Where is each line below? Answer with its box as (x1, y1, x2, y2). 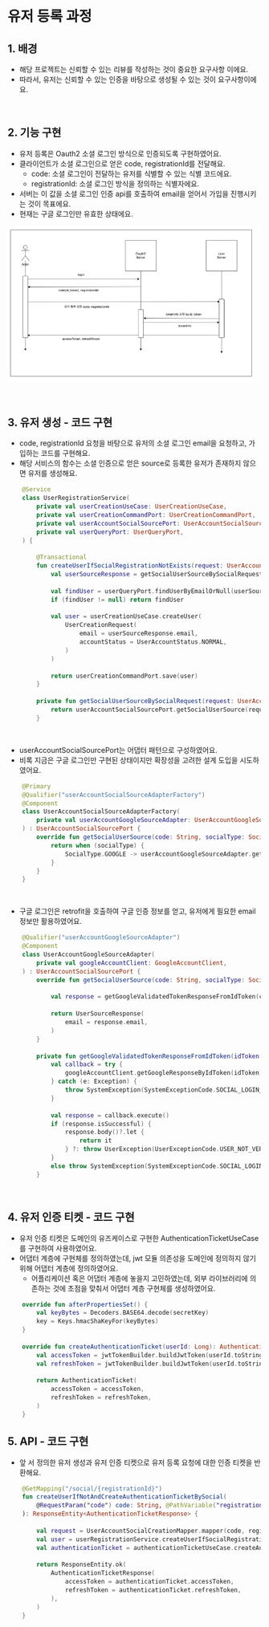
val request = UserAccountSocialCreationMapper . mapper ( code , (36, 1527, 246, 1535)
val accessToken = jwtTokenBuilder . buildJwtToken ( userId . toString (36, 1351, 263, 1359)
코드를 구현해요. (40, 449, 91, 458)
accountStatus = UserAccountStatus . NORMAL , (79, 638, 227, 646)
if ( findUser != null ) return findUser (50, 596, 184, 604)
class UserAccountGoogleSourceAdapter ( (22, 950, 156, 959)
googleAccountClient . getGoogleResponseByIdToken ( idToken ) (64, 1069, 263, 1077)
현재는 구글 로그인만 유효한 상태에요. (18, 209, 133, 218)
